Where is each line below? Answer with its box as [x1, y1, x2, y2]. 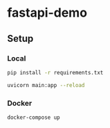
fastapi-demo [7, 5, 88, 21]
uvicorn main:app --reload [7, 81, 85, 88]
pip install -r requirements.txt [7, 69, 104, 76]
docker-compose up [7, 113, 60, 121]
